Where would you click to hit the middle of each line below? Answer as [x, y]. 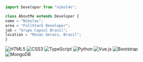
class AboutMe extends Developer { [42, 16]
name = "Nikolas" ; [24, 21]
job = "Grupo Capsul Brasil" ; [37, 30]
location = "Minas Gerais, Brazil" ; [43, 35]
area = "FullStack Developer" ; [38, 25]
